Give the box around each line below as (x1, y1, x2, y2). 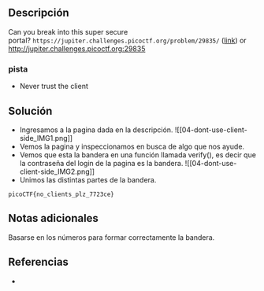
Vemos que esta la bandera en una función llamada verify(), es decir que (19, 149, 256, 160)
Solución (8, 104, 53, 117)
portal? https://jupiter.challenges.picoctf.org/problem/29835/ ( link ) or (8, 35, 247, 45)
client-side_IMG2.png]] (19, 167, 95, 176)
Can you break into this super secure (8, 27, 128, 36)
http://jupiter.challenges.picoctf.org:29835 (8, 43, 146, 53)
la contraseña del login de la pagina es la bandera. (19, 158, 184, 168)
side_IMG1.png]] (19, 133, 73, 142)
